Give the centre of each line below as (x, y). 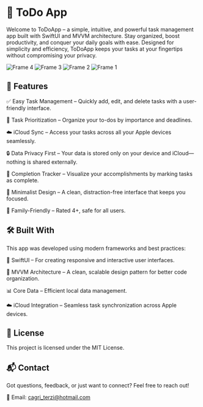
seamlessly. (21, 141)
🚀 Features (27, 86)
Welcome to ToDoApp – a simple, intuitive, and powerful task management (100, 29)
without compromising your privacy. (52, 55)
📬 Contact (28, 368)
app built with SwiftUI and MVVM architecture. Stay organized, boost (93, 35)
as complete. (23, 180)
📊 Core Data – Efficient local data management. (67, 290)
